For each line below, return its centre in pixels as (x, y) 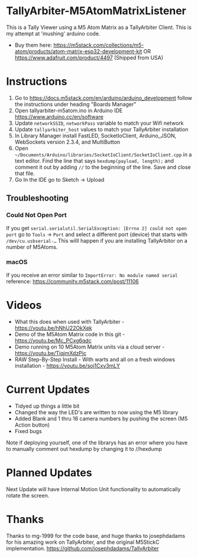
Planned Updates (49, 472)
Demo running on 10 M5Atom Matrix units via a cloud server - (90, 347)
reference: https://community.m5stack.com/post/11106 (72, 281)
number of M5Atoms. (32, 247)
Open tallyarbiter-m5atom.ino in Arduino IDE (69, 110)
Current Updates (48, 389)
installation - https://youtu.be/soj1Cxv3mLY (67, 366)
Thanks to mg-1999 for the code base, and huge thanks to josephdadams (96, 536)
